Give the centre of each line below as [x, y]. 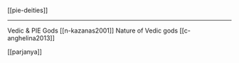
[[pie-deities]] [28, 10]
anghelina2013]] [31, 38]
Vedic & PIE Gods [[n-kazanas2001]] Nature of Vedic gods [93, 30]
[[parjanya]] [25, 52]
